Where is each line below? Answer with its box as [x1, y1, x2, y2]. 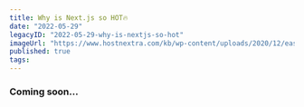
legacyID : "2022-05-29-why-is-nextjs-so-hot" [9, 30, 184, 39]
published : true [9, 47, 71, 56]
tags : [9, 55, 30, 64]
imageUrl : [9, 38, 47, 48]
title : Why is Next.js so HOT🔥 [9, 13, 128, 23]
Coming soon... [9, 85, 79, 98]
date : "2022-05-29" [9, 22, 83, 31]
